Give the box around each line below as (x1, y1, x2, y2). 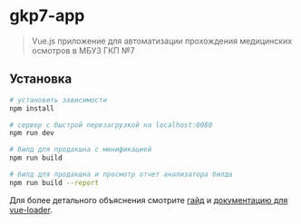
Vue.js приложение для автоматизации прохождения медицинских (31, 35, 293, 46)
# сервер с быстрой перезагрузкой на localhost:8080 (9, 120, 213, 130)
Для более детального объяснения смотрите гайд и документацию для (9, 194, 288, 205)
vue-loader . (9, 204, 53, 215)
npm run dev (9, 129, 54, 138)
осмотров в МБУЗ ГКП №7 (31, 44, 135, 55)
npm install (9, 103, 54, 113)
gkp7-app (9, 5, 85, 26)
